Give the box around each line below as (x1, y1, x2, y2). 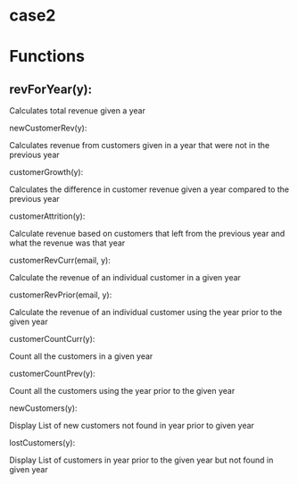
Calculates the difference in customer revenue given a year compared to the (9, 184, 290, 195)
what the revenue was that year (9, 238, 126, 248)
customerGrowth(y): (9, 167, 84, 178)
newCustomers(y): (9, 403, 78, 413)
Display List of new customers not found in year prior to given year (9, 421, 254, 431)
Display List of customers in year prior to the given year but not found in (9, 455, 274, 465)
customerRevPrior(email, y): (9, 289, 112, 300)
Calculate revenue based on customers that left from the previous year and (9, 229, 286, 239)
